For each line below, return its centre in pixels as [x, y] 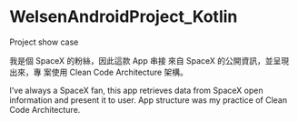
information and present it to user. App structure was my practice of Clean [149, 100]
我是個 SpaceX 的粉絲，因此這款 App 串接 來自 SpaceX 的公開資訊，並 [142, 60]
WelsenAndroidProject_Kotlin [124, 17]
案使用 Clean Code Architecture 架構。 [116, 72]
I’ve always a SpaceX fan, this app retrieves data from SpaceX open [136, 90]
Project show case [44, 42]
